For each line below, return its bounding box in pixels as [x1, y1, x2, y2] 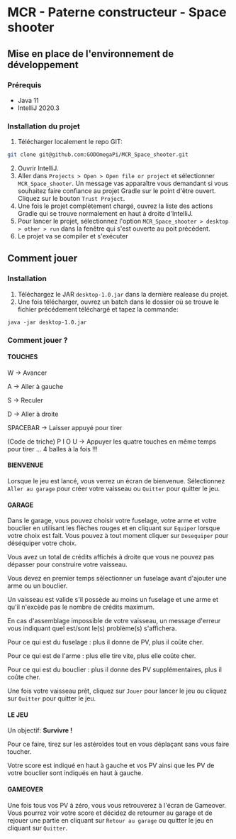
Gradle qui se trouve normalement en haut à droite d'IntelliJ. [17, 209, 193, 218]
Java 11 [17, 96, 39, 104]
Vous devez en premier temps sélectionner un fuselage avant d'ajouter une [7, 574, 227, 583]
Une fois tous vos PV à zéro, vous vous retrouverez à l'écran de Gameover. [7, 801, 227, 809]
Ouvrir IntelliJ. [17, 164, 59, 172]
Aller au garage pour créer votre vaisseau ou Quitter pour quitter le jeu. [7, 484, 220, 493]
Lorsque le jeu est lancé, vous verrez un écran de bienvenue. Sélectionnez [7, 477, 225, 486]
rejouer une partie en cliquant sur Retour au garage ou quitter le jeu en [7, 816, 214, 824]
